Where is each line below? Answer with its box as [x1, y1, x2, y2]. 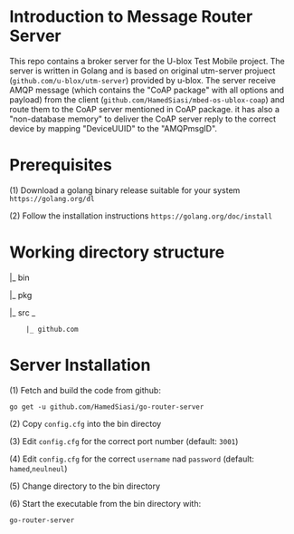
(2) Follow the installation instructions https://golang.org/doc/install [9, 210, 273, 221]
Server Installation [9, 355, 151, 375]
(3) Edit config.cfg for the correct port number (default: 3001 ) [9, 435, 239, 446]
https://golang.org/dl [9, 194, 95, 203]
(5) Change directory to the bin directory [9, 481, 161, 491]
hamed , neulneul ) [9, 462, 68, 473]
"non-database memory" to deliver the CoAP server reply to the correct [9, 113, 277, 124]
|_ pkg [9, 289, 33, 300]
